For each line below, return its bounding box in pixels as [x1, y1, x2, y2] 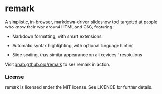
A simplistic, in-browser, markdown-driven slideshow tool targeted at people [5, 19, 158, 25]
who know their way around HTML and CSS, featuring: [5, 24, 114, 29]
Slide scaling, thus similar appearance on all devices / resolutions [12, 52, 143, 58]
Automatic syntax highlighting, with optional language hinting [12, 42, 134, 48]
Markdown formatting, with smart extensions [12, 33, 102, 39]
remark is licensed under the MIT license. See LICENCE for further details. [5, 84, 153, 90]
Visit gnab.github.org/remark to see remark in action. [5, 61, 110, 67]
